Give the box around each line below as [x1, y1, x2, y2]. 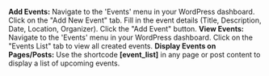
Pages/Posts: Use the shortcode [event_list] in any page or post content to [8, 50, 261, 59]
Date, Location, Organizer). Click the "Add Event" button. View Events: [8, 24, 244, 33]
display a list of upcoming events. [8, 58, 120, 68]
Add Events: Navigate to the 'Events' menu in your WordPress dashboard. [8, 7, 255, 16]
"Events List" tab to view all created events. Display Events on [8, 41, 216, 51]
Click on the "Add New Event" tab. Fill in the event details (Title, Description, [8, 15, 262, 25]
